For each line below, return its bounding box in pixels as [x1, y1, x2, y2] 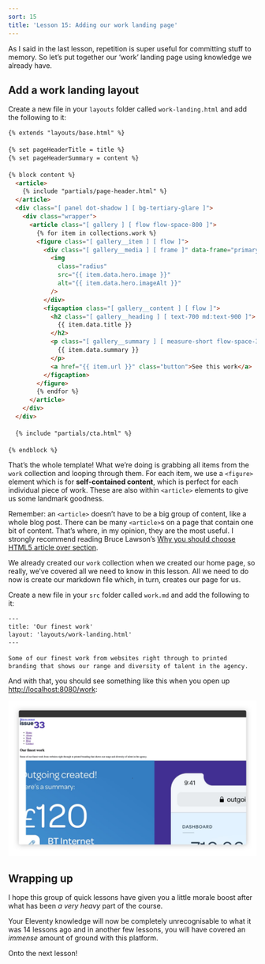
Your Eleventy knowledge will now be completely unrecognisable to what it [8, 917, 252, 926]
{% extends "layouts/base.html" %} [8, 129, 125, 138]
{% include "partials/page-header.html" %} [22, 187, 168, 195]
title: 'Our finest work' [8, 623, 93, 631]
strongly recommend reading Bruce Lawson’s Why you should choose [8, 535, 237, 544]
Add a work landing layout [8, 83, 140, 96]
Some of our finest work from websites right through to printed [8, 655, 227, 663]
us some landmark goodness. [8, 494, 105, 504]
